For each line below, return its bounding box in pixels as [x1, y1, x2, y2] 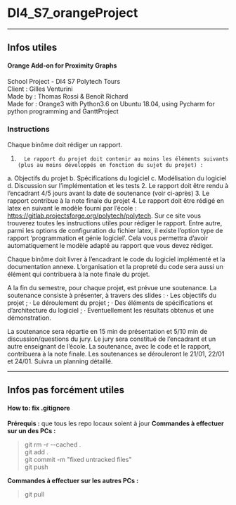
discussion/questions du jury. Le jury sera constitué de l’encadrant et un [7, 335, 216, 343]
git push [24, 463, 48, 471]
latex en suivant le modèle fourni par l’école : [7, 204, 137, 212]
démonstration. [7, 313, 51, 322]
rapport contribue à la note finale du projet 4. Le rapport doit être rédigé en [7, 196, 225, 205]
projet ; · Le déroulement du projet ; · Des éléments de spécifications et [7, 298, 213, 307]
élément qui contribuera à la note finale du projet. [7, 270, 150, 278]
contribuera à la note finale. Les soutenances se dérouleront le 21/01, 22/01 [7, 349, 225, 358]
